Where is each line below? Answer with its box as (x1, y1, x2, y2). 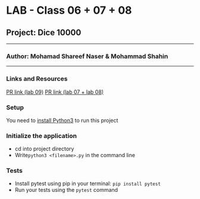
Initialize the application (6, 131, 77, 140)
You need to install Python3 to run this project (6, 117, 118, 124)
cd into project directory (14, 145, 74, 152)
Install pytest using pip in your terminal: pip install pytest (14, 180, 161, 187)
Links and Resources (6, 75, 68, 83)
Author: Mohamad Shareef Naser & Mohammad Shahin (6, 52, 168, 60)
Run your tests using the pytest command (14, 186, 118, 194)
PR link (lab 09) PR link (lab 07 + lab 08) (6, 88, 104, 96)
